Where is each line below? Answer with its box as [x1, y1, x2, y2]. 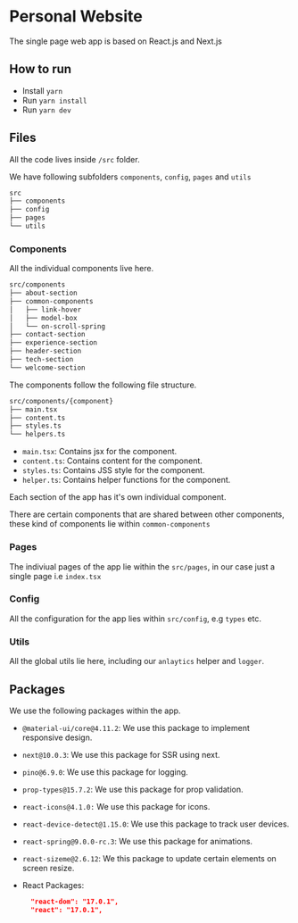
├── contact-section [9, 330, 87, 339]
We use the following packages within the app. [9, 705, 181, 716]
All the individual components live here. [9, 263, 154, 274]
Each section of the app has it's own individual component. [9, 492, 227, 503]
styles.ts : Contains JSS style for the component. [21, 465, 205, 476]
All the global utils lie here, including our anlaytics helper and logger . [9, 656, 265, 667]
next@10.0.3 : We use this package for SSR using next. [21, 749, 220, 760]
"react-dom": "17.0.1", [30, 897, 119, 906]
